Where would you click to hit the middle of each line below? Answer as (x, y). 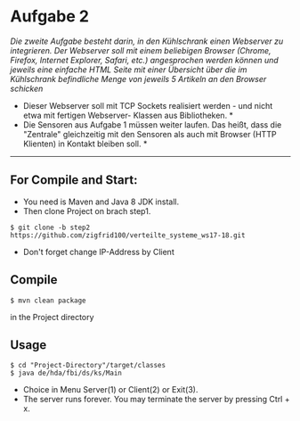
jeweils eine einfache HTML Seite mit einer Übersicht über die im (129, 70)
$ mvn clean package (49, 301)
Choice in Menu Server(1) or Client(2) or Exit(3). (110, 390)
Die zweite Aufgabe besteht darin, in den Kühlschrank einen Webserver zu (147, 41)
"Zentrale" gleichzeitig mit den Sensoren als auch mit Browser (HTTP (150, 134)
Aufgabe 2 (50, 17)
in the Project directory (52, 317)
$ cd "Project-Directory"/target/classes (88, 366)
